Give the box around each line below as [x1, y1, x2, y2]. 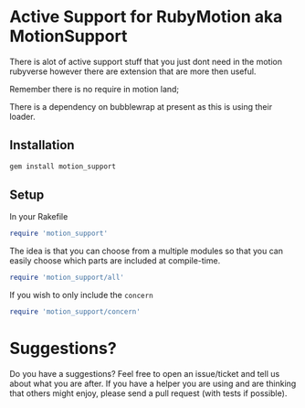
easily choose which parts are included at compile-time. [9, 255, 221, 266]
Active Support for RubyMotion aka [9, 6, 283, 27]
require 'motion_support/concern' [9, 307, 142, 317]
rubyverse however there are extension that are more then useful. [9, 66, 257, 77]
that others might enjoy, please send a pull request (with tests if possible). [9, 388, 288, 399]
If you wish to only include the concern [9, 290, 153, 301]
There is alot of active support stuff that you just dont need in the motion [9, 56, 283, 67]
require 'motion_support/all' [9, 273, 125, 283]
